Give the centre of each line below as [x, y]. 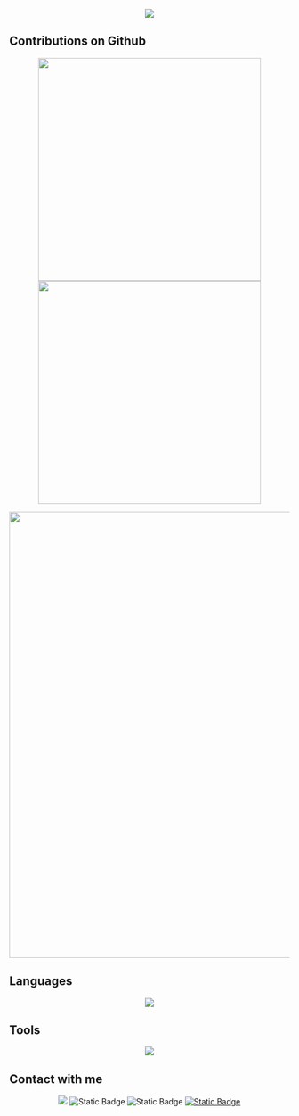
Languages [41, 981]
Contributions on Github [78, 41]
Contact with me [56, 1079]
